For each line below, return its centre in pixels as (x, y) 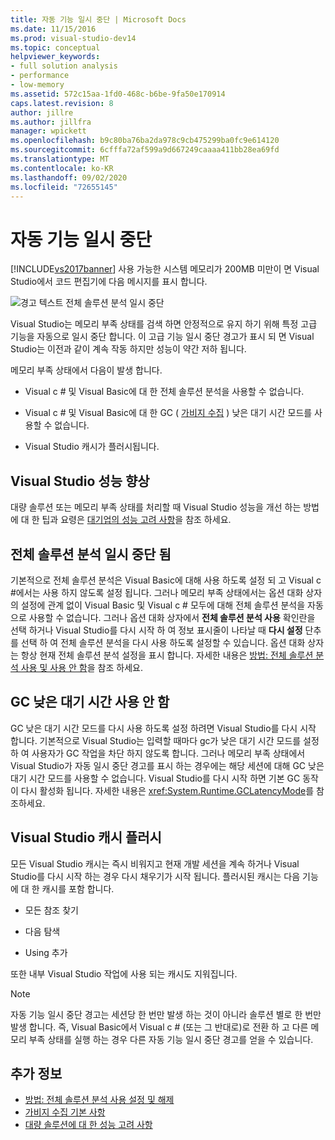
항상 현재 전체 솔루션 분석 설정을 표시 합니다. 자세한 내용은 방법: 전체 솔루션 (167, 655)
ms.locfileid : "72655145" (64, 187)
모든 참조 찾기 (51, 910)
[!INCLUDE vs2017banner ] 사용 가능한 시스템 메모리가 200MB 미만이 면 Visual (165, 269)
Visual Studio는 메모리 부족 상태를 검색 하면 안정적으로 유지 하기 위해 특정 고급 (164, 324)
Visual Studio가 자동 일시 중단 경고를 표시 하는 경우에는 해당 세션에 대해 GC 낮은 (167, 765)
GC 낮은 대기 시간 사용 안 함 (90, 702)
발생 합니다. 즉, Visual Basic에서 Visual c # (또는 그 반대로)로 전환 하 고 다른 (159, 1027)
